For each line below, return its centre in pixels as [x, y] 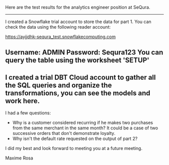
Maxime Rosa [19, 158]
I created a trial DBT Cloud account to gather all [80, 77]
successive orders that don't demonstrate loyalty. [64, 133]
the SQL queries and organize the [59, 85]
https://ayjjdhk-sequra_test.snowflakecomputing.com [60, 37]
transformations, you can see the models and [78, 93]
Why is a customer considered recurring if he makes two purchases [83, 123]
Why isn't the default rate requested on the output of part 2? [75, 139]
